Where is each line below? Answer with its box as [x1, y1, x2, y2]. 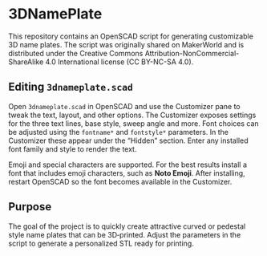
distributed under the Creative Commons [8, 48, 144, 58]
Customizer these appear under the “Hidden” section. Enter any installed [8, 136, 249, 145]
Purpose [8, 200, 52, 213]
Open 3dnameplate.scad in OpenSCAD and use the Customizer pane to [8, 101, 241, 111]
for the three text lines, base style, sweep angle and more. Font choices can [8, 118, 259, 128]
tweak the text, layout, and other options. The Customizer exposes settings [8, 110, 257, 120]
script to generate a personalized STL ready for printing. [8, 238, 194, 248]
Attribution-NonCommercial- [144, 48, 240, 58]
